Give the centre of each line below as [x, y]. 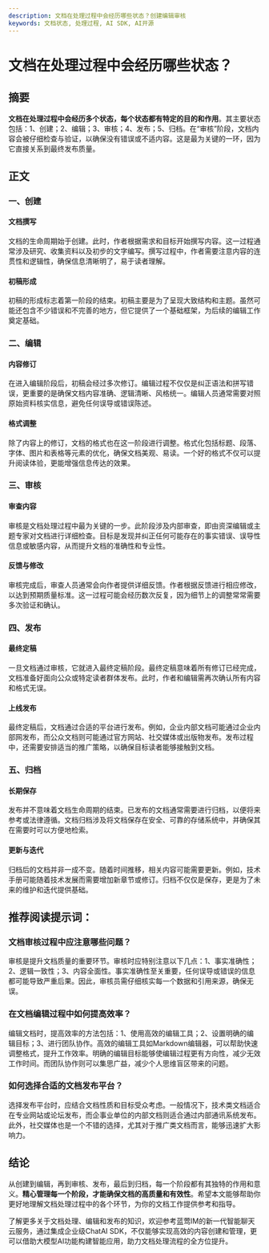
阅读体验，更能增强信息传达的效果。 [74, 463]
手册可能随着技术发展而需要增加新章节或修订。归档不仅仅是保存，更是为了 [131, 880]
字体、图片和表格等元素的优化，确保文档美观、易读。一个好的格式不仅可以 [131, 453]
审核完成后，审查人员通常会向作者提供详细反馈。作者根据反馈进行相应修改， [134, 585]
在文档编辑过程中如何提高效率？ [70, 1014]
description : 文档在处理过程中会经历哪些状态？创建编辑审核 [97, 16]
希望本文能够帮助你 [229, 1194]
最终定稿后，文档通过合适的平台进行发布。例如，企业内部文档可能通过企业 [131, 727]
